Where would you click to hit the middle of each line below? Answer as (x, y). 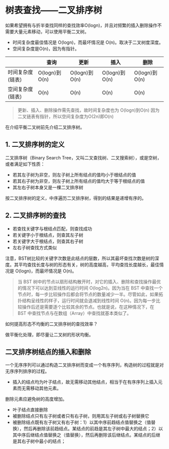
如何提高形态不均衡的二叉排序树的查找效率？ (52, 324)
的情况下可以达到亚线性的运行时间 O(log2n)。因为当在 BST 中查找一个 (90, 288)
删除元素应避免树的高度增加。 (36, 399)
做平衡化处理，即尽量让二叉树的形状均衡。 (49, 334)
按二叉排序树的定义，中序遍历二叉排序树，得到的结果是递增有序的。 (76, 198)
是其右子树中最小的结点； (39, 441)
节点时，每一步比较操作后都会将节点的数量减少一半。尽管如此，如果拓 (90, 294)
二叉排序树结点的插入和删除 (48, 352)
